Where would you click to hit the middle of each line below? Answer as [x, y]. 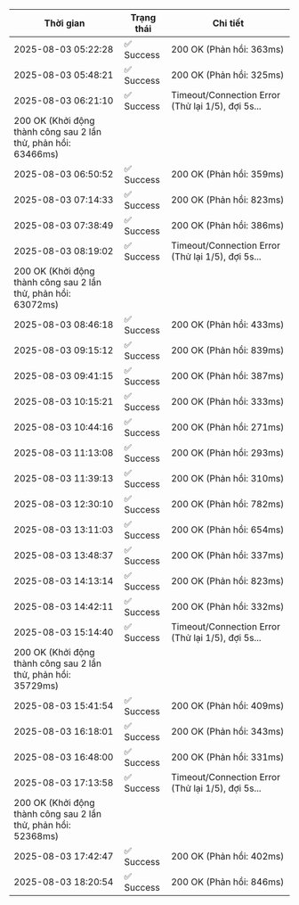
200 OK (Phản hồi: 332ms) [227, 607]
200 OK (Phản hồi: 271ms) [227, 427]
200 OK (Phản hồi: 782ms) [227, 504]
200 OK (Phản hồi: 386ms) [227, 225]
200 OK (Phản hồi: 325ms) [227, 75]
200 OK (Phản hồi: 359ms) [227, 174]
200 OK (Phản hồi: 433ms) [227, 325]
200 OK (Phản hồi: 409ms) [227, 706]
